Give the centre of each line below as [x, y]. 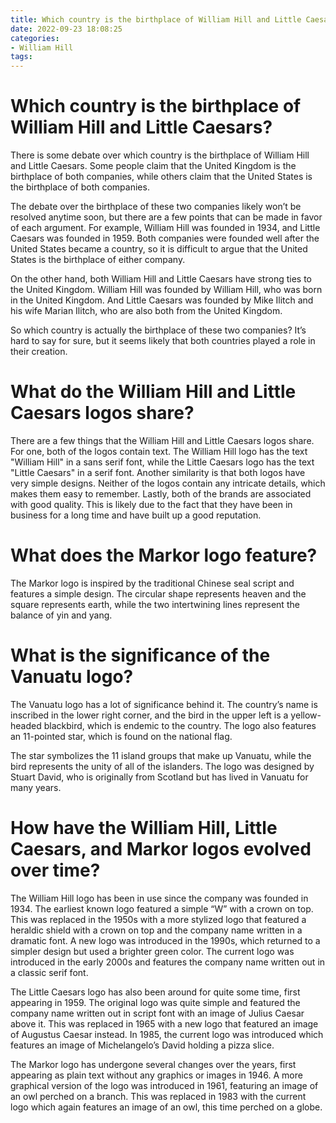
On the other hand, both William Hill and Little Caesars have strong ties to [161, 279]
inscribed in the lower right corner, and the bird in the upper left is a [149, 715]
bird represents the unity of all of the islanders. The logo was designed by [162, 766]
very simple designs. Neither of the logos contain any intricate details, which [168, 483]
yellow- [306, 715]
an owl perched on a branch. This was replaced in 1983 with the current [158, 1096]
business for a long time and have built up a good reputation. [136, 515]
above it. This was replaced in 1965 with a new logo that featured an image [164, 1023]
